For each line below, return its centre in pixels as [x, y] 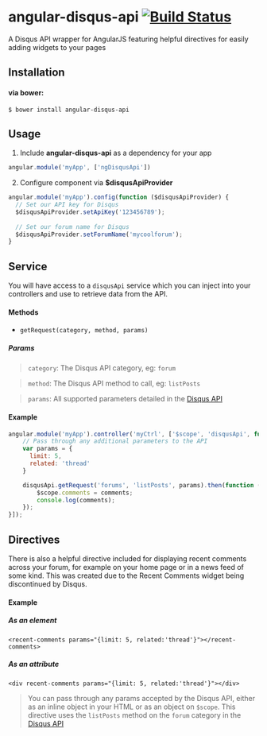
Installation [37, 73]
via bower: [26, 92]
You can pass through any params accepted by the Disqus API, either [141, 698]
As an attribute [34, 664]
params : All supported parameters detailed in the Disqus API [125, 399]
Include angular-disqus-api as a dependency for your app [116, 153]
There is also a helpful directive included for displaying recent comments [128, 558]
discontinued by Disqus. [48, 583]
